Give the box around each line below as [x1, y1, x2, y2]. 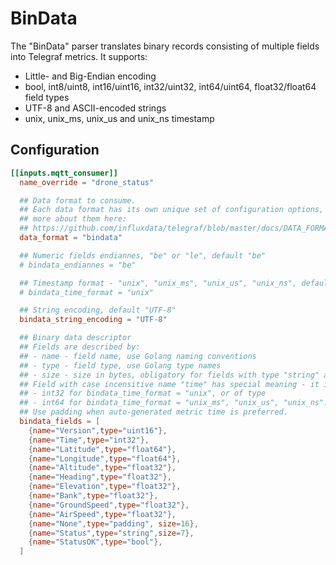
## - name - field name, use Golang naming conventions [19, 351, 257, 361]
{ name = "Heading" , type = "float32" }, [28, 472, 172, 482]
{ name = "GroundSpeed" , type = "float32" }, [28, 500, 190, 510]
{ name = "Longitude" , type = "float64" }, [28, 453, 182, 464]
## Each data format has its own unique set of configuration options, [19, 205, 325, 215]
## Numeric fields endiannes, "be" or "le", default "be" [19, 250, 267, 261]
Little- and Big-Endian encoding [24, 70, 157, 82]
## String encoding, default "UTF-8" [19, 305, 177, 316]
